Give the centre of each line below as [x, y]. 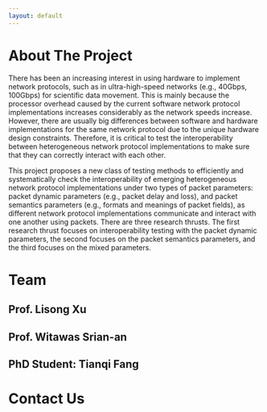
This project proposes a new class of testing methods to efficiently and [126, 171]
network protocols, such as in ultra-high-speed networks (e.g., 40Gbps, [128, 86]
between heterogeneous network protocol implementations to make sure [129, 146]
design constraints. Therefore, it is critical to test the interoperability [121, 138]
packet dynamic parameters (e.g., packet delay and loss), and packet [123, 196]
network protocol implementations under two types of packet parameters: [131, 187]
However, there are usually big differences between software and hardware [133, 121]
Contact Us [47, 399]
